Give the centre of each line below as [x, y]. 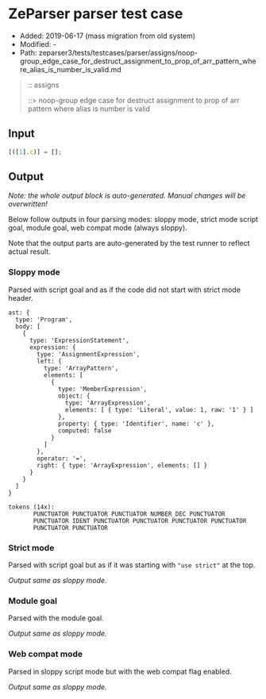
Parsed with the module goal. [56, 618]
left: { [49, 361]
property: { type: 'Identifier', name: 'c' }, [137, 424]
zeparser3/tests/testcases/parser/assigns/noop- [118, 52]
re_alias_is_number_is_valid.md [70, 69]
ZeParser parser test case [96, 14]
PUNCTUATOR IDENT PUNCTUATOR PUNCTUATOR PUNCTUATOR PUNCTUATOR [140, 520]
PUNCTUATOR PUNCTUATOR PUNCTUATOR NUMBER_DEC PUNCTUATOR [129, 514]
